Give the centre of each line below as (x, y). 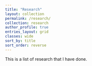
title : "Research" (23, 9)
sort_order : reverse (26, 45)
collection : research (27, 23)
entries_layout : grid (27, 32)
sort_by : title (20, 41)
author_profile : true (27, 27)
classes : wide (19, 37)
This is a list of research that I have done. (46, 59)
